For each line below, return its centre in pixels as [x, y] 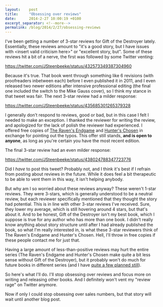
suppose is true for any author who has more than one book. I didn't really [79, 220]
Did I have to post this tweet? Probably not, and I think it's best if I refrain [78, 169]
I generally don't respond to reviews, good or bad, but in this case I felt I [77, 115]
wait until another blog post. [33, 299]
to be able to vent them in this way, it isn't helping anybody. [64, 179]
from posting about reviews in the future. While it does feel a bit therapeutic [81, 174]
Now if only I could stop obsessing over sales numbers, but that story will [78, 294]
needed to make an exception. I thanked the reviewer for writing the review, [81, 120]
